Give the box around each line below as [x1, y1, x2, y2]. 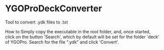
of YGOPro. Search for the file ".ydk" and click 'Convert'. [5, 39, 119, 45]
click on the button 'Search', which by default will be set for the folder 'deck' [5, 34, 160, 40]
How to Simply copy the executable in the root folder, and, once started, [5, 28, 151, 34]
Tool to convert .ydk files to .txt [5, 19, 68, 25]
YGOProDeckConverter [5, 3, 102, 14]
